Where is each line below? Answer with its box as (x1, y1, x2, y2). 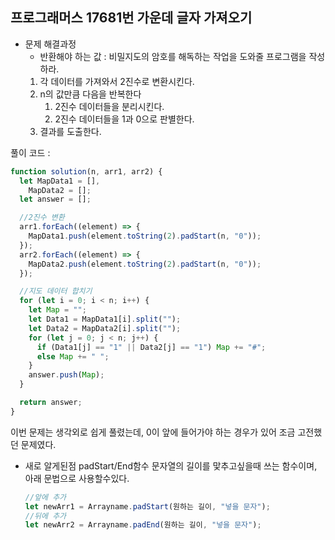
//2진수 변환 (19, 213, 65, 223)
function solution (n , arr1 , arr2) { (10, 166, 163, 177)
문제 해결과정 (24, 38, 77, 50)
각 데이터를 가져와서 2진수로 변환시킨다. (39, 75, 195, 87)
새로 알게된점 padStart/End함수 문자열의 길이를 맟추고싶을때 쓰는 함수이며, (24, 459, 318, 472)
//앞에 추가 (24, 492, 67, 502)
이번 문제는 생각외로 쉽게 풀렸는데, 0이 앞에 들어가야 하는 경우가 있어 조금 (10, 426, 296, 438)
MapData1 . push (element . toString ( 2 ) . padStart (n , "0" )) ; (28, 231, 262, 242)
